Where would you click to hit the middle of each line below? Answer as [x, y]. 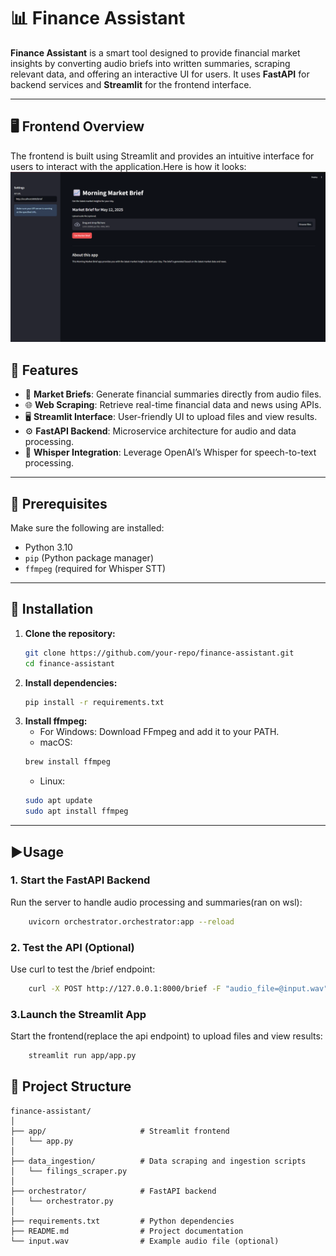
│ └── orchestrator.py [62, 1201]
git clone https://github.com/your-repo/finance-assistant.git [159, 653]
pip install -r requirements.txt [94, 702]
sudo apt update [58, 801]
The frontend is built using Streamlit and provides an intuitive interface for [162, 156]
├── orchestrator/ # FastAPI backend [113, 1191]
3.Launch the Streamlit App [78, 1014]
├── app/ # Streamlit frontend [120, 1131]
